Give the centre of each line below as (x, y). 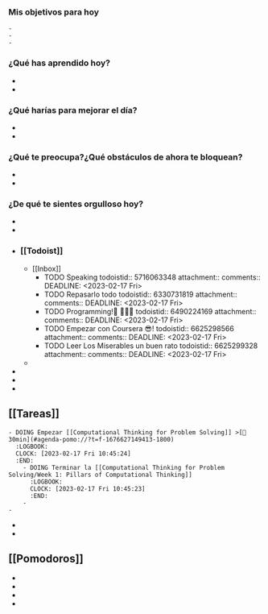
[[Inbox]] (47, 268)
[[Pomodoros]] (46, 558)
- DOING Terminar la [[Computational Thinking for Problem (124, 467)
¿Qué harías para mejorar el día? (73, 110)
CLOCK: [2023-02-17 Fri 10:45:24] (73, 454)
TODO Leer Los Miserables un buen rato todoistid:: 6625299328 (151, 346)
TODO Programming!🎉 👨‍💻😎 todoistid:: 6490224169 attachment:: (150, 311)
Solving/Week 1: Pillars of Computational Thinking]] (101, 475)
